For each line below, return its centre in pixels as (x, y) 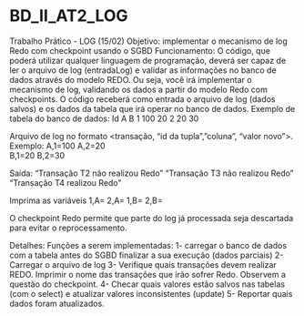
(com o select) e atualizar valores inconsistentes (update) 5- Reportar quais (151, 293)
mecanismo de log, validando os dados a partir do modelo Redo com (139, 89)
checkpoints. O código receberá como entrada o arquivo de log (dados (142, 99)
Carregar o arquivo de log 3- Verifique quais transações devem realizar (143, 264)
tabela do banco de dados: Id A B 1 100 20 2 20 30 (104, 118)
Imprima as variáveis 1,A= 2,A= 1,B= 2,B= (86, 200)
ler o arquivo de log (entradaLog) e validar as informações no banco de (143, 70)
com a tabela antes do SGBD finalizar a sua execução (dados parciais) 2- (147, 255)
